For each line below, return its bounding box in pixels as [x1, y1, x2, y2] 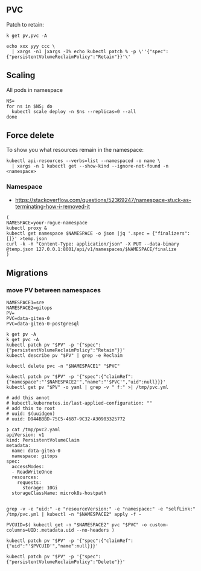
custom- [149, 522, 169, 528]
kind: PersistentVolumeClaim [6, 437, 80, 443]
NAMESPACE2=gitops [6, 305, 53, 311]
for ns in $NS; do [6, 103, 53, 109]
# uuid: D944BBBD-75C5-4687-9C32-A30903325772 [6, 416, 126, 422]
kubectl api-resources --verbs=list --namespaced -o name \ [6, 158, 161, 164]
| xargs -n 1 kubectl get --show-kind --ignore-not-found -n [11, 163, 169, 169]
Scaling [6, 70, 36, 80]
